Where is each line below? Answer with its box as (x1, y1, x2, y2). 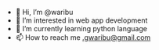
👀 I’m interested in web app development (15, 16, 148, 25)
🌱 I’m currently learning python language (15, 24, 147, 33)
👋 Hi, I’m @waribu (15, 8, 74, 16)
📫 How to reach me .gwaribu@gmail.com (15, 33, 151, 42)
